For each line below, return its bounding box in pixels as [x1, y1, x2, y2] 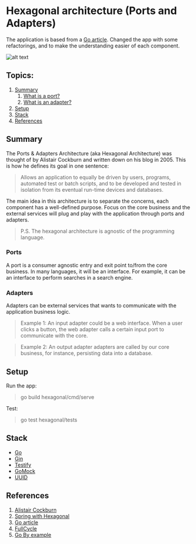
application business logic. [6, 308, 70, 315]
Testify [14, 461, 32, 468]
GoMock [14, 467, 36, 474]
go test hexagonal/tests [20, 416, 78, 423]
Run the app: [6, 382, 37, 389]
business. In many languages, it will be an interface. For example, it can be [6, 268, 185, 275]
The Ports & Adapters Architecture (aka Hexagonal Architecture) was [6, 149, 172, 157]
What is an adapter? [23, 98, 72, 106]
